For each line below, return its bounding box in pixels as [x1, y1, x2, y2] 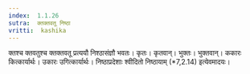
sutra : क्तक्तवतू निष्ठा [8, 19, 71, 27]
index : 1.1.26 [8, 11, 59, 20]
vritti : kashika [8, 26, 67, 34]
